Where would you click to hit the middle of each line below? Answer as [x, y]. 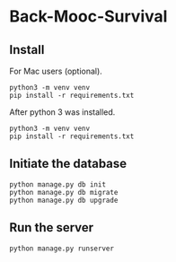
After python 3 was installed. [62, 112]
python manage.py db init [57, 184]
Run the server [52, 227]
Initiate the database [68, 164]
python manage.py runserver [62, 249]
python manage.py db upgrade [64, 200]
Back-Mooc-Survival [88, 17]
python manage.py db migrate [64, 192]
